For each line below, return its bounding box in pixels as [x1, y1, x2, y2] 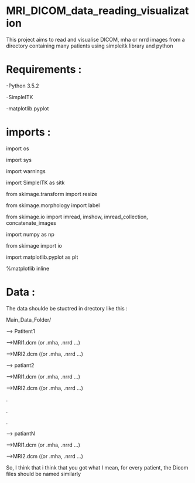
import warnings [6, 167, 46, 174]
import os [6, 145, 29, 152]
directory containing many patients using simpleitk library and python [6, 42, 173, 49]
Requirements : [6, 63, 82, 76]
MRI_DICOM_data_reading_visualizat [6, 4, 189, 18]
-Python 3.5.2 [6, 82, 39, 89]
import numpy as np [6, 231, 54, 238]
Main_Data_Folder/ [6, 316, 52, 323]
